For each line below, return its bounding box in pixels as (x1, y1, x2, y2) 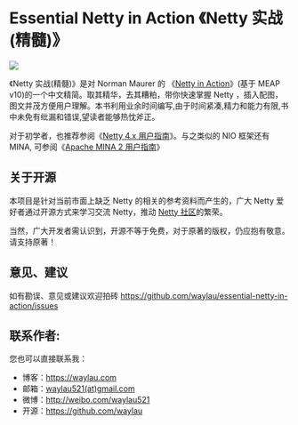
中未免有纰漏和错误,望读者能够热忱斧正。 (9, 111, 160, 122)
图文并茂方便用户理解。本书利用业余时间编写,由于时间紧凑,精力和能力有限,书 (9, 100, 289, 111)
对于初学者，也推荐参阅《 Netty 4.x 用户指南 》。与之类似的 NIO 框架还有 (9, 130, 270, 140)
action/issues (9, 300, 59, 311)
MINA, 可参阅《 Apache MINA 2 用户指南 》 (9, 141, 165, 152)
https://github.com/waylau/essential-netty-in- (119, 290, 288, 301)
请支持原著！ (9, 237, 56, 247)
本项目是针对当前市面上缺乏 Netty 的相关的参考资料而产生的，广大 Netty (9, 195, 274, 205)
